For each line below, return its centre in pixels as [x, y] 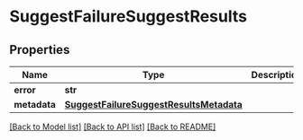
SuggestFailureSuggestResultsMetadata [154, 105]
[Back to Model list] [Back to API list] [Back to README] [113, 127]
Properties [40, 50]
